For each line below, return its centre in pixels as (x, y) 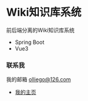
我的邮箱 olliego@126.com (39, 79)
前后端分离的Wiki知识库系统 (40, 30)
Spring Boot (30, 42)
